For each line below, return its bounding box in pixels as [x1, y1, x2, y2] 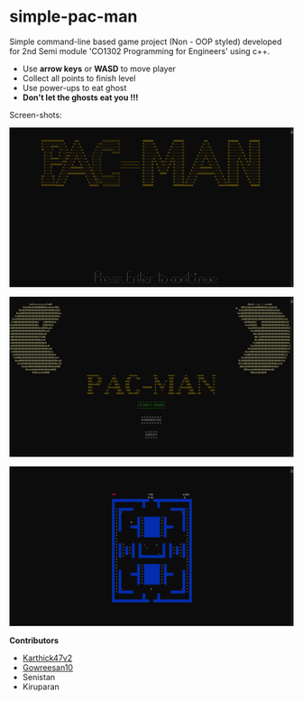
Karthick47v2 [22, 652, 73, 664]
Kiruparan [22, 681, 60, 692]
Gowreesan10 [22, 662, 74, 673]
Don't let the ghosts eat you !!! [22, 92, 139, 103]
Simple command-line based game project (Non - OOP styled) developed [9, 36, 282, 47]
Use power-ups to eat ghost [22, 82, 127, 93]
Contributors [9, 635, 60, 646]
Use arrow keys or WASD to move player [22, 63, 176, 74]
